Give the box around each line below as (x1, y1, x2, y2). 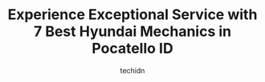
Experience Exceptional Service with (7, 6, 258, 24)
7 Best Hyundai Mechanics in (33, 22, 232, 41)
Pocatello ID (92, 40, 173, 57)
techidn (120, 65, 145, 75)
